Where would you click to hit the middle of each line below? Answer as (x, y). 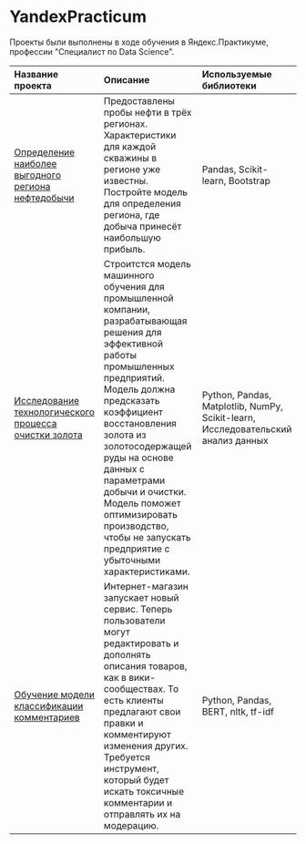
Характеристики (140, 135)
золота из (125, 435)
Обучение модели (55, 695)
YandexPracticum (78, 17)
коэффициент (133, 412)
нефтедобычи (44, 198)
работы (120, 355)
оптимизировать (140, 514)
